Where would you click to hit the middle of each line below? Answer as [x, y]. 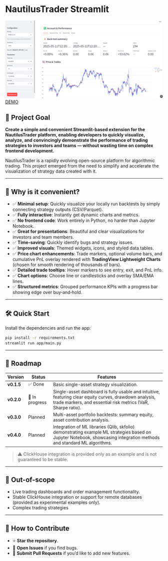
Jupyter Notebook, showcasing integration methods [106, 437]
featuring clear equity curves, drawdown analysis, [104, 397]
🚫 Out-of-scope [30, 479]
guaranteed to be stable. [43, 459]
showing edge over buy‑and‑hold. [47, 293]
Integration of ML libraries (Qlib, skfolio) [94, 427]
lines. [18, 282]
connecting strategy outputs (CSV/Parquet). [58, 210]
